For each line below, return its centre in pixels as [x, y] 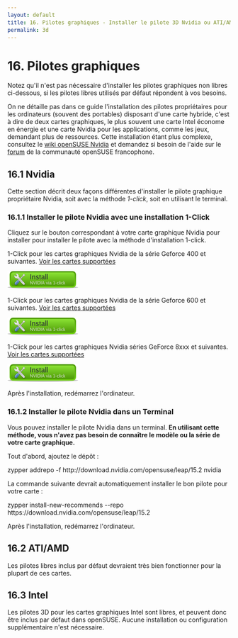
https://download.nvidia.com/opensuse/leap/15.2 [79, 512]
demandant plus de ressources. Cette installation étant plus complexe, [110, 137]
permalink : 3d [28, 30]
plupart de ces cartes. [40, 573]
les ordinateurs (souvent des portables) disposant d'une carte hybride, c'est [118, 114]
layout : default [31, 15]
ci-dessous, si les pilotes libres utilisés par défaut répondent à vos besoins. [117, 93]
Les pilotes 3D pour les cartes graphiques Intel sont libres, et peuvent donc [117, 612]
